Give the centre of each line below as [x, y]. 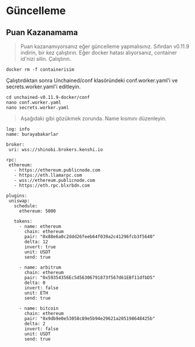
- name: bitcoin [39, 308]
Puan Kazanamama [42, 32]
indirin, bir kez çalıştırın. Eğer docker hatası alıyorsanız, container [99, 53]
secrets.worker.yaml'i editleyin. [43, 87]
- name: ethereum [40, 226]
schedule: [26, 206]
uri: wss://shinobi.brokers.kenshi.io [56, 150]
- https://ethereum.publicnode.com [57, 170]
